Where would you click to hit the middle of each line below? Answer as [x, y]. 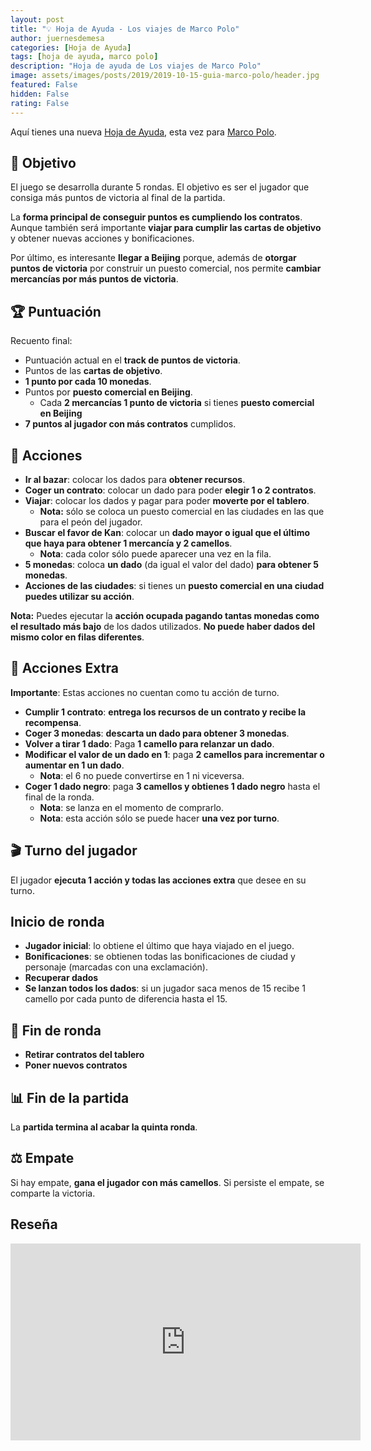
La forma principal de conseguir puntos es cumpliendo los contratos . [156, 217]
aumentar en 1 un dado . [74, 765]
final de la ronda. [59, 797]
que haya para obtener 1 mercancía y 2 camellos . [128, 543]
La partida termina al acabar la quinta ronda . [104, 1127]
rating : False [40, 103]
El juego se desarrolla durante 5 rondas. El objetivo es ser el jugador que [160, 187]
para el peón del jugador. [91, 522]
